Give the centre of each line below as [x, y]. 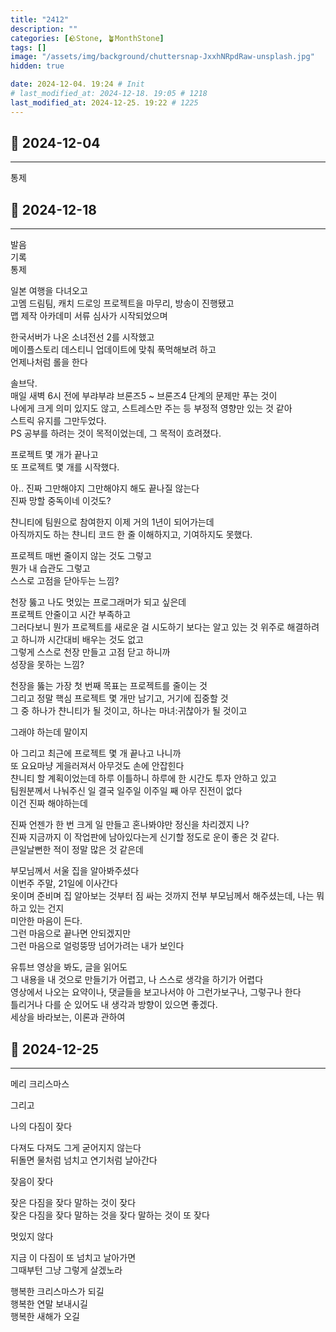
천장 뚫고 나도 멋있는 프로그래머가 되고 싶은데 [98, 602]
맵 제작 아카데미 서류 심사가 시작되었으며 [89, 316]
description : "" [44, 29]
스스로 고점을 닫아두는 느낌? [65, 581]
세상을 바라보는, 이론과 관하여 [68, 1017]
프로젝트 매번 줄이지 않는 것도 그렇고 [81, 556]
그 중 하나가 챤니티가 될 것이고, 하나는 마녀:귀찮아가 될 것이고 [129, 711]
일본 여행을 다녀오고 [49, 291]
